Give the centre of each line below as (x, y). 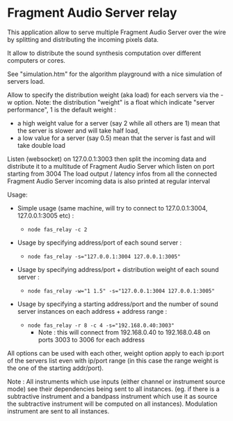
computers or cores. (37, 60)
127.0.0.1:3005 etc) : (46, 215)
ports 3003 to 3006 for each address (91, 339)
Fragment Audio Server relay (92, 13)
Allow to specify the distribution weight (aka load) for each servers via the (113, 95)
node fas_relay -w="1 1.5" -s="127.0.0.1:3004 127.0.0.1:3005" (121, 291)
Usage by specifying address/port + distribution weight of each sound (118, 269)
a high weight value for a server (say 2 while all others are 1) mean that (119, 123)
